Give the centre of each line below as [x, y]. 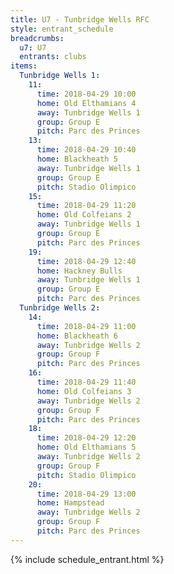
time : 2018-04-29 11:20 [86, 206]
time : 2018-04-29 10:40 [86, 150]
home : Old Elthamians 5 [86, 447]
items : [24, 66]
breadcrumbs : [37, 38]
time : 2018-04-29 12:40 [86, 261]
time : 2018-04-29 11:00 [86, 326]
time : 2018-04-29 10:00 [86, 94]
